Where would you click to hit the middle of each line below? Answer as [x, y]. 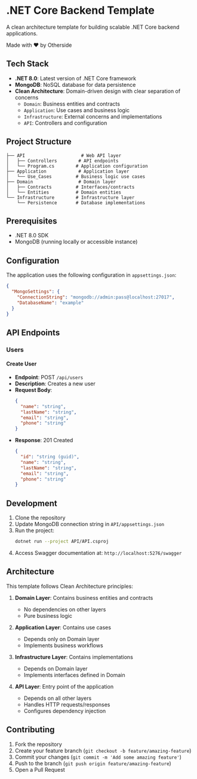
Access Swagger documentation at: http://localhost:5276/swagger [98, 553]
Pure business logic [48, 615]
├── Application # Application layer [68, 171]
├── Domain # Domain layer [61, 182]
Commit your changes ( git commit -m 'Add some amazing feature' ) [98, 757]
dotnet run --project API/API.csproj [62, 542]
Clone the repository [40, 518]
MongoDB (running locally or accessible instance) [76, 242]
